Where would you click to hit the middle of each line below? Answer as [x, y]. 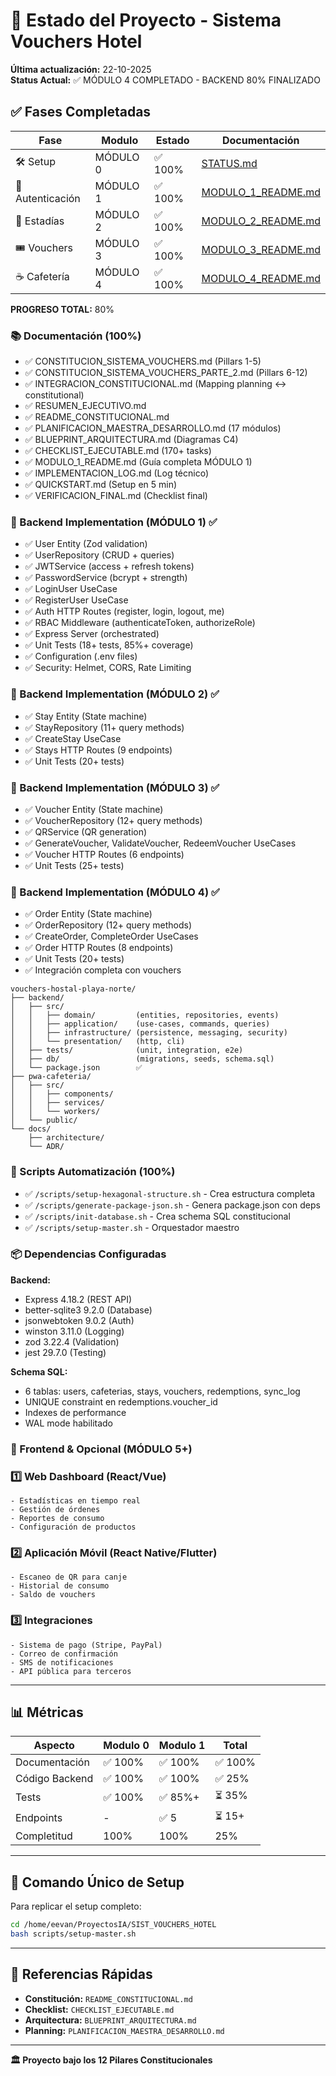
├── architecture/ [66, 1138]
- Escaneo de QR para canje [69, 1577]
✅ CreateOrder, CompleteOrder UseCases [111, 936]
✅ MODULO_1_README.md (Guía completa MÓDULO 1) [138, 462]
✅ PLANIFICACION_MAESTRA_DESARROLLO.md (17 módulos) [153, 428]
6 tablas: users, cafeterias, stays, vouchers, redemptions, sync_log [162, 1391]
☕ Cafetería [42, 277]
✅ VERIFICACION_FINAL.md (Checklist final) [116, 496]
